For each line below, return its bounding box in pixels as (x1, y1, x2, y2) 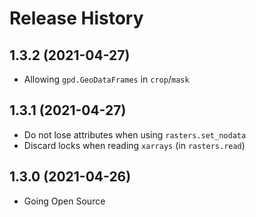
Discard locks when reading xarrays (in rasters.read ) (23, 139, 246, 151)
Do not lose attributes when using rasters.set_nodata (23, 128, 247, 141)
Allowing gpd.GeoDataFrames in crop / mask (23, 73, 190, 85)
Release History (9, 7, 144, 30)
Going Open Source (23, 195, 106, 207)
